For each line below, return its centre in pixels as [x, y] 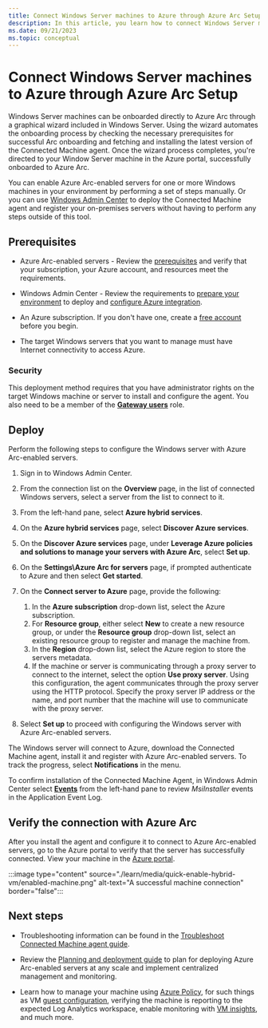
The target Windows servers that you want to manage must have [126, 341]
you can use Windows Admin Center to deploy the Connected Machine [125, 200]
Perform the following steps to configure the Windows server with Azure [127, 449]
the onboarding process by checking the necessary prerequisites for [121, 133]
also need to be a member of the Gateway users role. [97, 405]
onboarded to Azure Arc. [49, 168]
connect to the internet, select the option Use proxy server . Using [140, 674]
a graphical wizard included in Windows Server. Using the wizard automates [133, 125]
